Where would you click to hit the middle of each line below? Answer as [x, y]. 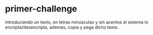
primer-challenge [41, 9]
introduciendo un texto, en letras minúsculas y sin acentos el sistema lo [77, 22]
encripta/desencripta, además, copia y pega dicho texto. [62, 27]
